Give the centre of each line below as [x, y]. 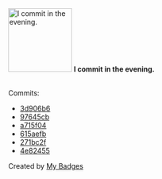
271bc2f [33, 142]
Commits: [24, 93]
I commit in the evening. [114, 69]
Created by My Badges [46, 166]
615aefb [33, 134]
